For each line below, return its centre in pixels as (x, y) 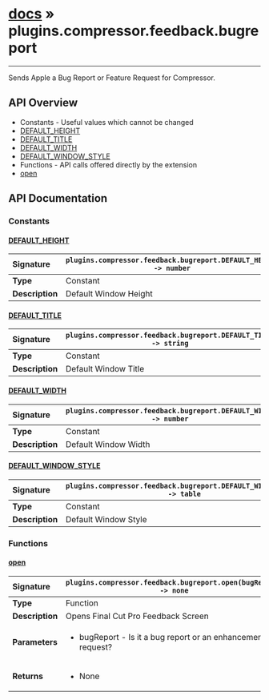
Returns (28, 676)
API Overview (43, 103)
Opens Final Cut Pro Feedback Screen (137, 616)
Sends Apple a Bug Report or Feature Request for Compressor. (112, 78)
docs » (32, 14)
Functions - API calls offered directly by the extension (108, 164)
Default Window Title (105, 369)
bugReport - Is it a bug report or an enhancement (172, 637)
